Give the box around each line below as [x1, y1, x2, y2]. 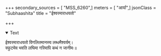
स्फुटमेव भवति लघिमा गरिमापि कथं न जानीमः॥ [5, 45, 77, 51]
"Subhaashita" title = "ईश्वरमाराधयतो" [5, 10, 76, 16]
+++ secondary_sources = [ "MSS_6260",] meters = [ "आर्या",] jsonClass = [5, 5, 156, 10]
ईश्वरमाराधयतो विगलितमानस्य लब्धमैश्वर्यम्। [5, 40, 73, 45]
